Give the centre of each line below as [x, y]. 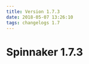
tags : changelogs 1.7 [33, 23]
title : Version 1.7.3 [33, 12]
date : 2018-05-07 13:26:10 [40, 17]
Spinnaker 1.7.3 [45, 52]
